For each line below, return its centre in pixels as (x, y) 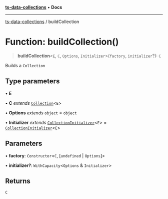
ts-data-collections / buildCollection (42, 22)
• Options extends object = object (41, 113)
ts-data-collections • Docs (34, 7)
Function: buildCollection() (62, 42)
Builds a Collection (25, 65)
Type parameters (32, 81)
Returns (18, 181)
